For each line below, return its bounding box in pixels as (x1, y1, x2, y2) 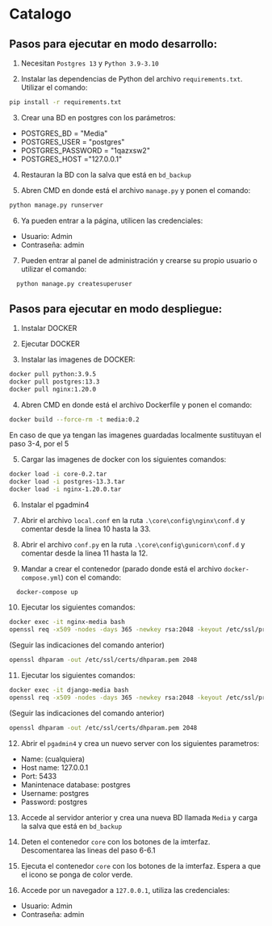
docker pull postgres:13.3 (9, 378, 100, 386)
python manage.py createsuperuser (16, 279, 132, 287)
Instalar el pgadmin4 (20, 500, 90, 509)
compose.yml (20, 574, 61, 582)
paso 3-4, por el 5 (9, 438, 69, 448)
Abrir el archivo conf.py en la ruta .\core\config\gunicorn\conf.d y (20, 539, 245, 549)
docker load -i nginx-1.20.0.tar (9, 485, 122, 493)
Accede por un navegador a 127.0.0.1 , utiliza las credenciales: (20, 885, 231, 895)
